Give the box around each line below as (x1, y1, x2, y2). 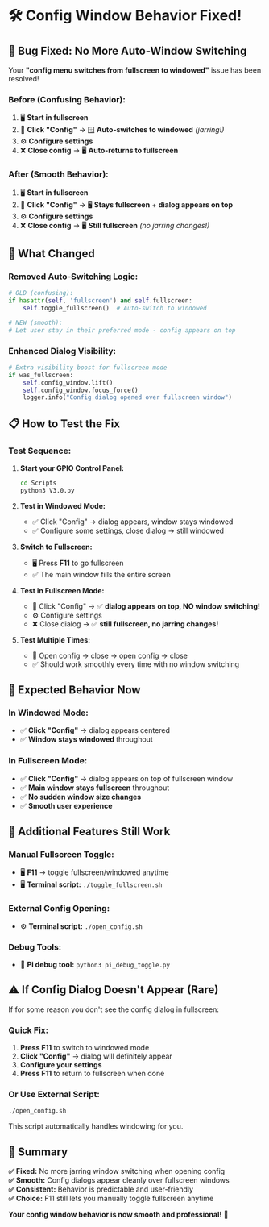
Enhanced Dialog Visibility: (8, 345, 117, 356)
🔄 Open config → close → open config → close (31, 651, 188, 660)
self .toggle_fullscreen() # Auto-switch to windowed (23, 304, 207, 313)
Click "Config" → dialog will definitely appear (19, 1051, 173, 1061)
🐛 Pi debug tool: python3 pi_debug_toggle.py (19, 960, 171, 970)
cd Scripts (19, 479, 57, 488)
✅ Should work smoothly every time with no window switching (31, 659, 240, 669)
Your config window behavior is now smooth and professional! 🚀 (8, 1210, 229, 1220)
